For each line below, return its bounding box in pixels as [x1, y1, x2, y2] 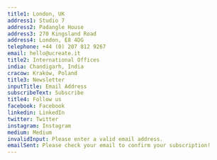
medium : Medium [7, 129, 52, 136]
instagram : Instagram [7, 122, 72, 130]
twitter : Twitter [7, 115, 59, 122]
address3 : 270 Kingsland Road [7, 30, 97, 38]
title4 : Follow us [7, 96, 62, 103]
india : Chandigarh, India [7, 63, 84, 70]
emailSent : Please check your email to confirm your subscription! [7, 142, 211, 149]
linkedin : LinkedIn [7, 109, 65, 116]
